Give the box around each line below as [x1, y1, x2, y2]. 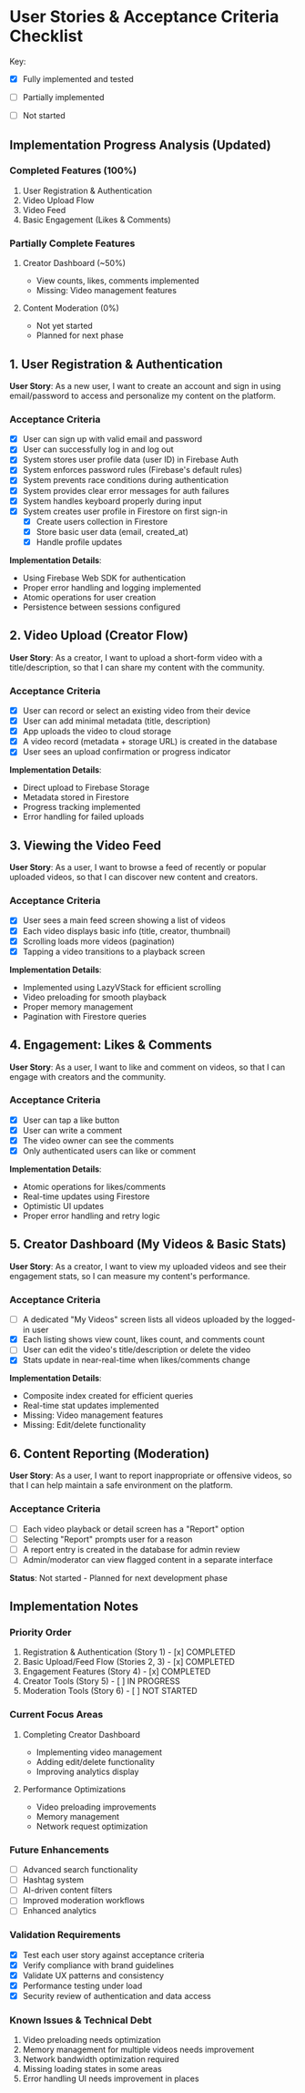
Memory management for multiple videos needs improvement [22, 2044, 255, 2056]
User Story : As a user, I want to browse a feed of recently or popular [9, 862, 267, 873]
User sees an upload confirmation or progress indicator [22, 746, 231, 757]
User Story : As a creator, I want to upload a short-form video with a [9, 651, 263, 662]
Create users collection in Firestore [36, 516, 168, 527]
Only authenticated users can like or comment [22, 1145, 196, 1156]
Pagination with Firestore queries [22, 1011, 147, 1021]
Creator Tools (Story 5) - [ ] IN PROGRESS [22, 1676, 180, 1687]
